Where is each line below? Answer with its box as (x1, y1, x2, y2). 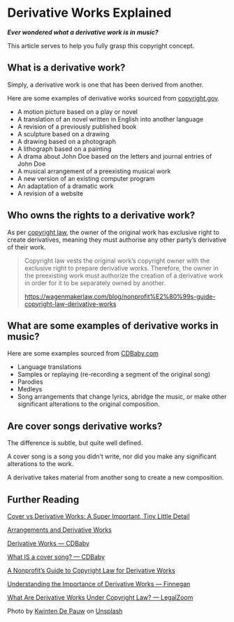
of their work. (7, 243, 46, 251)
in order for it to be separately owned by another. (24, 278, 166, 287)
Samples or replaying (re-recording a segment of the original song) (17, 370, 211, 379)
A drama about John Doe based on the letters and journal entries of (17, 152, 212, 160)
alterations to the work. (7, 460, 74, 468)
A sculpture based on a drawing (17, 129, 110, 138)
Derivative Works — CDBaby (7, 540, 89, 547)
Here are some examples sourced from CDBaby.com (7, 349, 159, 358)
